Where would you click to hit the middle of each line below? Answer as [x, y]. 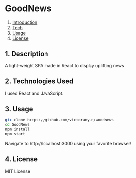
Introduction [25, 22]
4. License [22, 159]
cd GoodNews [17, 125]
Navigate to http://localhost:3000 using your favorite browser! [68, 143]
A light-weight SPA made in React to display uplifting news [65, 65]
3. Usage [19, 109]
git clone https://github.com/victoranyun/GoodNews [59, 120]
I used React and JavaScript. [34, 93]
